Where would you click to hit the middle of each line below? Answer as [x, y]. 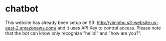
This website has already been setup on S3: [50, 22]
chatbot [22, 9]
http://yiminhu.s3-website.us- [127, 22]
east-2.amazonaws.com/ [31, 27]
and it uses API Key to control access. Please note [109, 27]
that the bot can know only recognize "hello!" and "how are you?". [73, 33]
